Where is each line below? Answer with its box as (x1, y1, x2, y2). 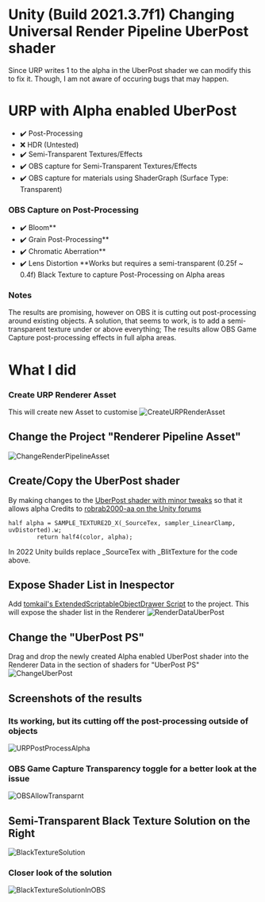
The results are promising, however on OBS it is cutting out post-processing (8, 308, 256, 317)
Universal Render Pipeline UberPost (8, 22, 249, 40)
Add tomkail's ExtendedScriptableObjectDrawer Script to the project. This (8, 599, 250, 608)
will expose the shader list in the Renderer (8, 608, 145, 617)
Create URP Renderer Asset (8, 389, 117, 400)
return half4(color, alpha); (36, 533, 133, 541)
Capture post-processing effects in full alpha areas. (8, 333, 177, 343)
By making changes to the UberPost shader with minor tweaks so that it (8, 495, 243, 505)
